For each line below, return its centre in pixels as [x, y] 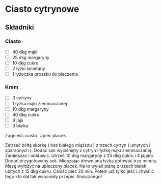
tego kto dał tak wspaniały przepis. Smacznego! [54, 176]
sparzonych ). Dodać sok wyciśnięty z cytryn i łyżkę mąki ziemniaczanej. [79, 150]
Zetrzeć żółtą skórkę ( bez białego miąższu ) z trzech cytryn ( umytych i [78, 145]
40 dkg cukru [26, 115]
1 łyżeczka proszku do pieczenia [45, 74]
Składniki [20, 27]
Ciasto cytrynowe [42, 9]
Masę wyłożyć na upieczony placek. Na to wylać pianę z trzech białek [76, 166]
